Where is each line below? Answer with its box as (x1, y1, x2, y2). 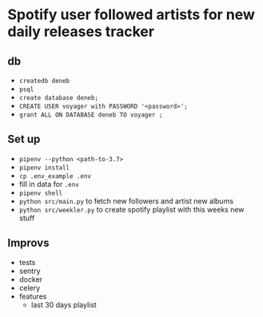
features (18, 291, 47, 301)
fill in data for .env (18, 179, 79, 188)
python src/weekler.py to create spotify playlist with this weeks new (18, 204, 245, 214)
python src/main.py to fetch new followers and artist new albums (18, 196, 233, 205)
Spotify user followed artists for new (7, 6, 255, 24)
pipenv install (18, 164, 70, 172)
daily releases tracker (7, 22, 155, 41)
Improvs (7, 236, 50, 250)
